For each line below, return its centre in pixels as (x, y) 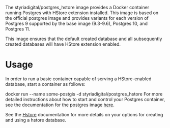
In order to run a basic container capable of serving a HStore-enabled (78, 79)
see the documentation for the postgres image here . (60, 105)
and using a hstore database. (36, 120)
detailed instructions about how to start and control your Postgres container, (85, 99)
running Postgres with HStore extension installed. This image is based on (82, 13)
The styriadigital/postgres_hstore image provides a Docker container (77, 7)
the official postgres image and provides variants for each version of (77, 18)
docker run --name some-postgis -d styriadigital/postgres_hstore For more (84, 94)
